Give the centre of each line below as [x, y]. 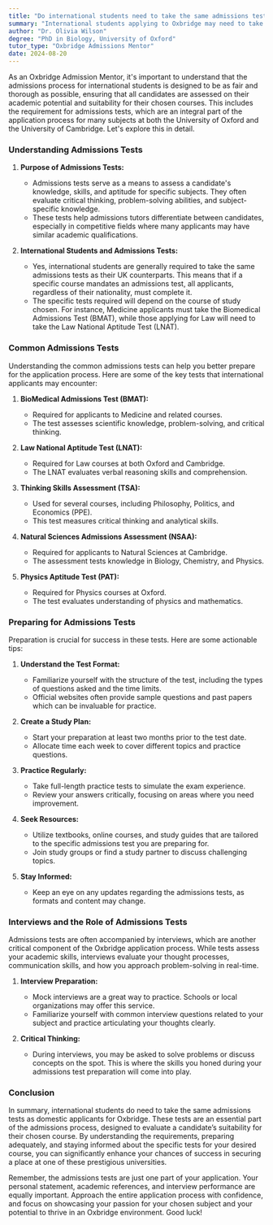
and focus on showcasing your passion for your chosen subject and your [131, 1204]
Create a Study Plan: [56, 721]
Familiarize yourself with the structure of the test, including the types [147, 680]
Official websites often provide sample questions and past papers [142, 697]
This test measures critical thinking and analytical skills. [126, 520]
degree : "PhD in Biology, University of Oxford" [92, 39]
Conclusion [32, 1093]
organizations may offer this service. [93, 1006]
